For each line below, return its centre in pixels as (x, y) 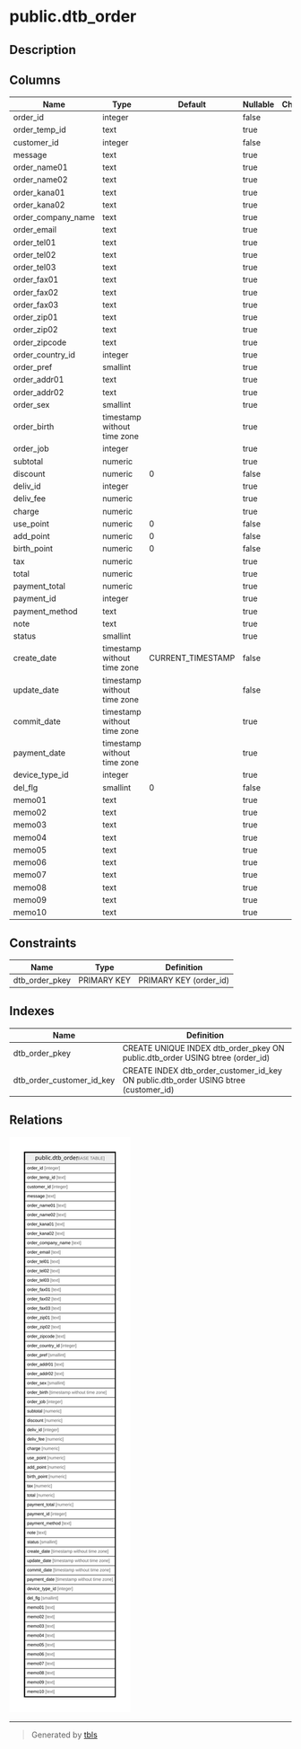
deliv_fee (30, 499)
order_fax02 (36, 292)
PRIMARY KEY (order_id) (184, 980)
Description (43, 50)
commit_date (37, 721)
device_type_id (41, 775)
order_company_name (54, 217)
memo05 (30, 850)
